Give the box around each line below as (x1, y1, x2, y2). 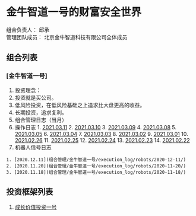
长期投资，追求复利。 (14, 109, 67, 116)
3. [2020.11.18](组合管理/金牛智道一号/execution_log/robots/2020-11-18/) (6, 169, 186, 175)
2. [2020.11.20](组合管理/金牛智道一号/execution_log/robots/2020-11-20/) (6, 163, 186, 169)
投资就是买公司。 (14, 94, 57, 101)
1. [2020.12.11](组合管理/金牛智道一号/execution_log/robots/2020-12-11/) (6, 157, 186, 163)
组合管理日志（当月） (14, 116, 67, 123)
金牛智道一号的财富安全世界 (6, 5, 142, 19)
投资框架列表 (6, 187, 53, 197)
